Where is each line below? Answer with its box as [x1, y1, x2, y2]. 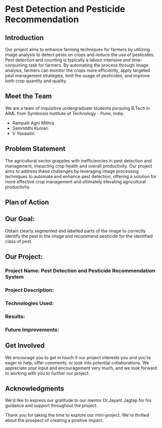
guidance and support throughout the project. [5, 402, 98, 409]
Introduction [5, 33, 44, 42]
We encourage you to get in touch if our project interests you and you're [5, 354, 151, 360]
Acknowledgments [5, 385, 65, 393]
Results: [5, 313, 26, 320]
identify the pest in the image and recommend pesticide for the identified [5, 233, 153, 239]
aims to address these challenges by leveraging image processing [5, 168, 139, 174]
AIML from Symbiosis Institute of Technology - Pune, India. [5, 110, 124, 116]
